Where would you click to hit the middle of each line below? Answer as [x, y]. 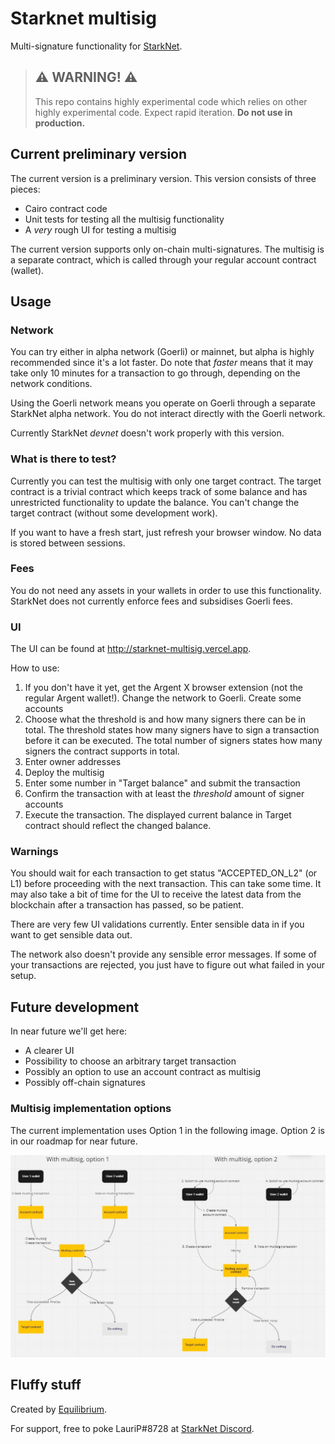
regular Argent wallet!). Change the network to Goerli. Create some [163, 698]
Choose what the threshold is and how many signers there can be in [165, 719]
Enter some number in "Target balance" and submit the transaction [162, 783]
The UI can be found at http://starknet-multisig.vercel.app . [131, 649]
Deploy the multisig [64, 773]
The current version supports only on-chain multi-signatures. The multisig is [167, 249]
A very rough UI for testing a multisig [100, 229]
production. [60, 123]
